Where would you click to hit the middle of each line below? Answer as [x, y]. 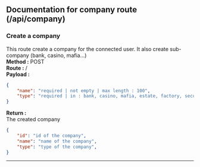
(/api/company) [36, 19]
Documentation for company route [72, 10]
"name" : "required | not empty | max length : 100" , [84, 91]
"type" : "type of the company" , [57, 147]
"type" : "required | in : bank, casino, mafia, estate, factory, [100, 96]
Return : [16, 113]
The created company [33, 119]
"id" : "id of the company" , [51, 136]
